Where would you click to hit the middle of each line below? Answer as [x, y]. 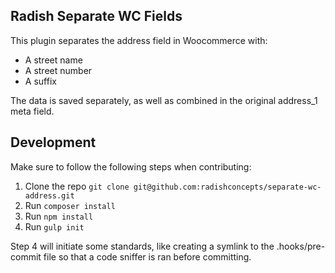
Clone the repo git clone [77, 186]
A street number [58, 70]
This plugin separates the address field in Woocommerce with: [139, 40]
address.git [49, 195]
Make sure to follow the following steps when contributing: [131, 166]
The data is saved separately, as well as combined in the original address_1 [164, 100]
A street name [53, 60]
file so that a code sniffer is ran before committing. [147, 256]
